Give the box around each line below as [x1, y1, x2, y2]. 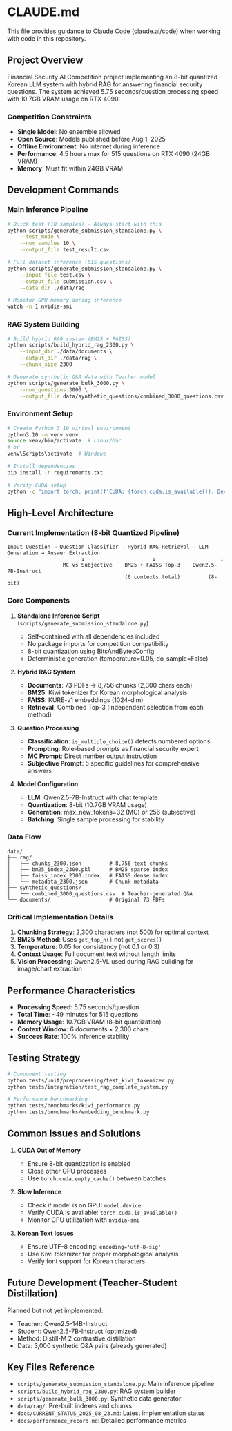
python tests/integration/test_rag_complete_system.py [7, 1083, 168, 1091]
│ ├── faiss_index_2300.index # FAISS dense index [7, 872, 168, 879]
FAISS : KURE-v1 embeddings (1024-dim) [27, 695, 144, 704]
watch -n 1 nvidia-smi [7, 303, 72, 311]
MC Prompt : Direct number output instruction [27, 752, 157, 760]
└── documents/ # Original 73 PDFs [7, 896, 166, 903]
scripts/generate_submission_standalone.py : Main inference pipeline [17, 1380, 215, 1388]
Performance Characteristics [7, 984, 135, 996]
